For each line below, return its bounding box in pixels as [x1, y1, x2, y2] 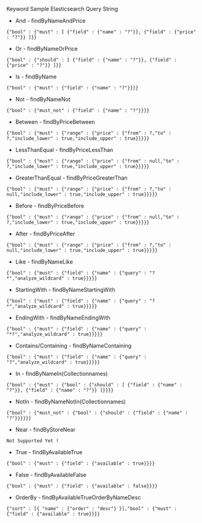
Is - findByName [15, 73, 57, 80]
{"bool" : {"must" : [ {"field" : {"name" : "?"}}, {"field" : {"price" [6, 29, 196, 35]
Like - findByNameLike [15, 258, 74, 265]
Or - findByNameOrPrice [15, 45, 78, 52]
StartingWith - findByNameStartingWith [15, 286, 115, 293]
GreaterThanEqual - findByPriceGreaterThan [15, 174, 128, 181]
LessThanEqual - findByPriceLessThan [15, 147, 114, 153]
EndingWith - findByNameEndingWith [15, 314, 111, 321]
